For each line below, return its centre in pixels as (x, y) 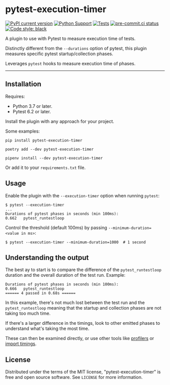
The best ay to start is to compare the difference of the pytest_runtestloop (83, 270)
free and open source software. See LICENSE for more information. (74, 377)
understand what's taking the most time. (47, 329)
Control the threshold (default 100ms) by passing (56, 227)
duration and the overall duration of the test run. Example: (65, 275)
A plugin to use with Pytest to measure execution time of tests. (70, 38)
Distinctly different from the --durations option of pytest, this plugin (76, 48)
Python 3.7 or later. (32, 106)
